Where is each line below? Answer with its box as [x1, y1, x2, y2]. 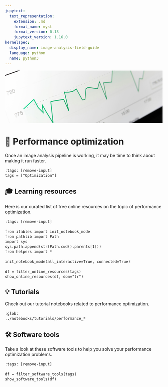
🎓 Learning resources [5, 187, 77, 196]
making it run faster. [5, 158, 46, 164]
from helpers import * [5, 249, 52, 254]
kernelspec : [5, 40, 30, 45]
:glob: [5, 311, 19, 316]
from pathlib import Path [5, 234, 59, 239]
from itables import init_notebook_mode [5, 229, 91, 234]
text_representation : [9, 13, 55, 19]
